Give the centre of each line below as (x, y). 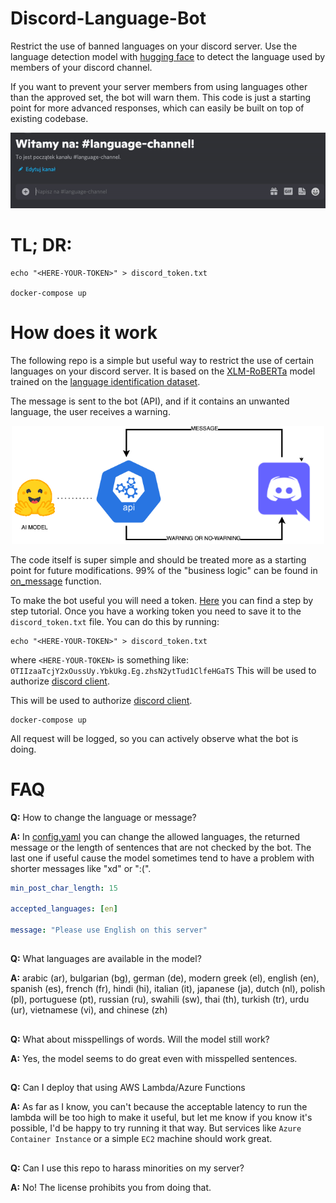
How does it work (84, 333)
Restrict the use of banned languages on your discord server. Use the (154, 46)
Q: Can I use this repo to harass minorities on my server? (127, 1168)
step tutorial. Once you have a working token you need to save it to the (156, 611)
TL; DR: (41, 245)
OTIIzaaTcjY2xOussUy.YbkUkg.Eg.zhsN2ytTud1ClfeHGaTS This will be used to (163, 670)
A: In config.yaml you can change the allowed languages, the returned (155, 836)
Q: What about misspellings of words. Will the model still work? (140, 1039)
